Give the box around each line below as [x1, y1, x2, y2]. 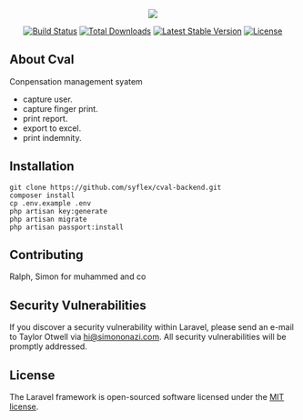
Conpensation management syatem [9, 75, 143, 86]
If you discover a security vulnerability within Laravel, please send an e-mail [9, 322, 294, 333]
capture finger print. [22, 103, 98, 114]
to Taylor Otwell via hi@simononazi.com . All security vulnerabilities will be [9, 332, 287, 343]
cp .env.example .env [9, 198, 92, 208]
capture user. [22, 94, 73, 105]
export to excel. [22, 123, 82, 134]
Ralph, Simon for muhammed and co [9, 271, 146, 282]
